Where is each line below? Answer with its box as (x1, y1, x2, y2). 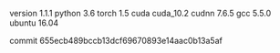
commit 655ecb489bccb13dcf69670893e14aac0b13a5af (9, 36, 223, 46)
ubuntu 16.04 (9, 17, 59, 28)
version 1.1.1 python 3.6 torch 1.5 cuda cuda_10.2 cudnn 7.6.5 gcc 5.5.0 (9, 8, 272, 18)
